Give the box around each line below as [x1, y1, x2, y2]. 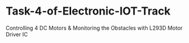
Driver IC [5, 30, 28, 38]
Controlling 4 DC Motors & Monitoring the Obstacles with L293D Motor [5, 24, 183, 31]
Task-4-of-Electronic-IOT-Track [5, 4, 171, 18]
